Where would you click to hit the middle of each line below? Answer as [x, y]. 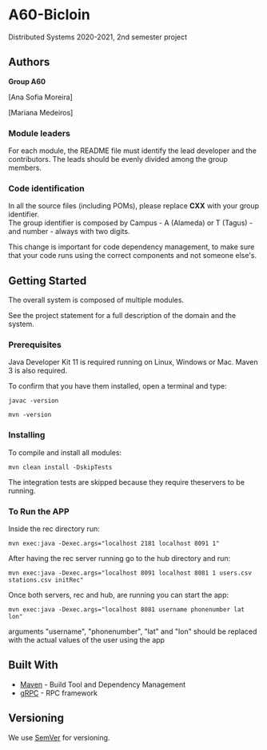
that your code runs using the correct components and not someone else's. [133, 256]
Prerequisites [35, 345]
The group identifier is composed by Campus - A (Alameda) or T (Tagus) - [131, 223]
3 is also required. [38, 371]
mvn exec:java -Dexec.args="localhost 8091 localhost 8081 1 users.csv [130, 573]
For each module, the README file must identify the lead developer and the [133, 151]
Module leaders [39, 133]
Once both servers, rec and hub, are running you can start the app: [119, 595]
